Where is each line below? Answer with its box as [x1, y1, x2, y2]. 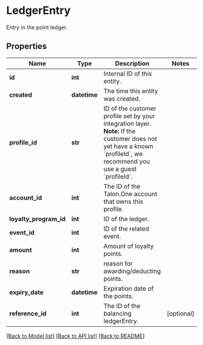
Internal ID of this [103, 69, 152, 77]
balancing [103, 309, 132, 318]
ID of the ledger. [103, 214, 150, 223]
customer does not [103, 134, 157, 143]
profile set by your [103, 111, 155, 120]
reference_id [9, 309, 47, 318]
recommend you [103, 157, 150, 165]
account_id [9, 193, 42, 202]
